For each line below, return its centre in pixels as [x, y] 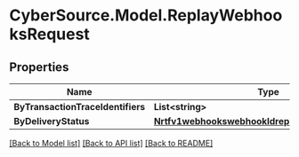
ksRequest [50, 34]
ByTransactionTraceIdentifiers [79, 107]
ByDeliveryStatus [52, 121]
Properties [39, 67]
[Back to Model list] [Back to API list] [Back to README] [111, 143]
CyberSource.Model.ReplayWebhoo [146, 16]
